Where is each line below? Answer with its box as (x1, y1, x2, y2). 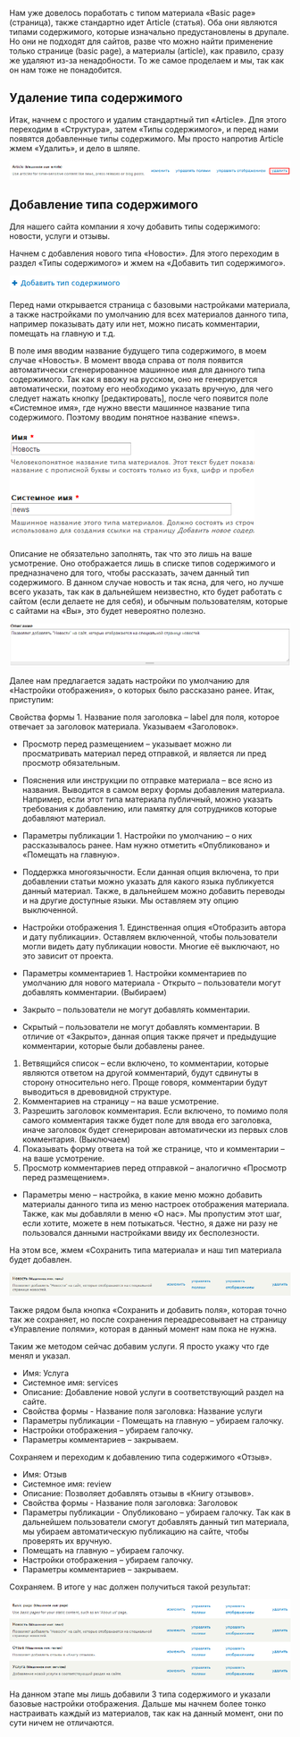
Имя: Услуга (21, 1368, 70, 1379)
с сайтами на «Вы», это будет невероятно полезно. (9, 605, 206, 616)
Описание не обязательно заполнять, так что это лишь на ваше (9, 548, 253, 558)
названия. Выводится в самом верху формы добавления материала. (21, 785, 286, 796)
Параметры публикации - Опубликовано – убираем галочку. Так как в (21, 1507, 291, 1518)
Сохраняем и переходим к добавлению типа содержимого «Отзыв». (9, 1452, 272, 1462)
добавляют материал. (21, 813, 106, 824)
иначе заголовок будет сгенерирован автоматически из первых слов (21, 1125, 288, 1136)
